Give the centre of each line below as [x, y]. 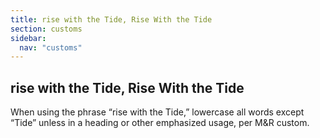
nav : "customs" [51, 47]
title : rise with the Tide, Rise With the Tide [111, 19]
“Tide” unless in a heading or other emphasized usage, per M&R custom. [160, 123]
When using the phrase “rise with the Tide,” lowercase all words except [157, 112]
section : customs [46, 29]
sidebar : [28, 38]
